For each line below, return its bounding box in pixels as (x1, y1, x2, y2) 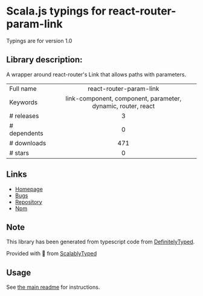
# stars (9, 148, 29, 157)
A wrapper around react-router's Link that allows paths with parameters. (6, 71, 186, 78)
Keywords (9, 98, 38, 107)
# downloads (9, 139, 47, 147)
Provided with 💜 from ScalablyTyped (6, 250, 97, 257)
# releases (9, 111, 39, 120)
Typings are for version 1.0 (6, 37, 72, 44)
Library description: (6, 54, 83, 65)
